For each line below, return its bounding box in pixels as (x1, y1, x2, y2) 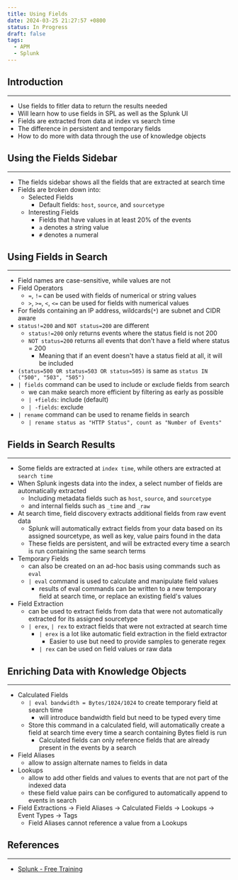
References (7, 839, 59, 851)
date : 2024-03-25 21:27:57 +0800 (7, 17, 106, 24)
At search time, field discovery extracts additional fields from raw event (17, 509, 227, 518)
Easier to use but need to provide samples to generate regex (49, 637, 226, 645)
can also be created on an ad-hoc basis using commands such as (28, 562, 221, 570)
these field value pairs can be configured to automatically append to (28, 788, 228, 797)
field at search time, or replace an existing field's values (38, 592, 202, 601)
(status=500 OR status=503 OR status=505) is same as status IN (17, 366, 208, 376)
